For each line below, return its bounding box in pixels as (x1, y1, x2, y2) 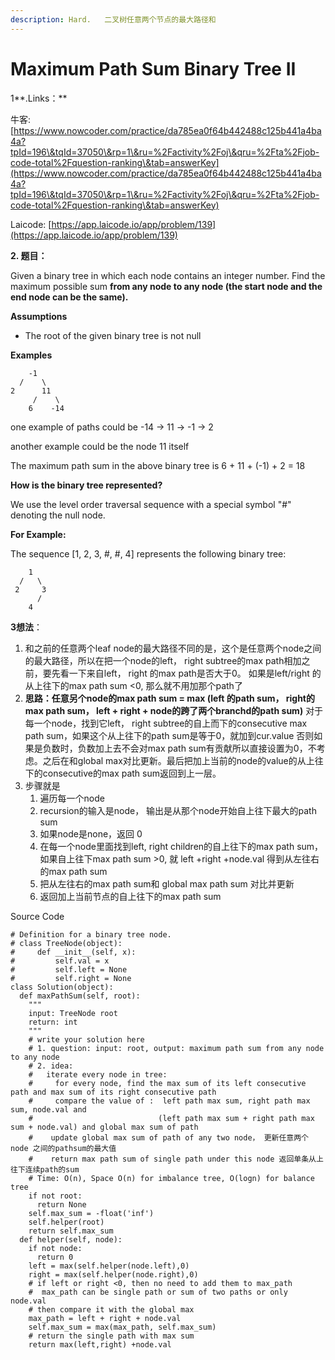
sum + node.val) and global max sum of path (10, 1122, 199, 1132)
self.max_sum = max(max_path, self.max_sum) (28, 1322, 217, 1332)
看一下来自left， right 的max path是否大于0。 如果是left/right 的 (59, 667, 322, 679)
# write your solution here (28, 1034, 145, 1045)
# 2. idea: (28, 1061, 74, 1071)
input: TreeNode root (28, 1008, 118, 1018)
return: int (28, 1017, 78, 1027)
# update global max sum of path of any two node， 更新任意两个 (28, 1132, 309, 1143)
